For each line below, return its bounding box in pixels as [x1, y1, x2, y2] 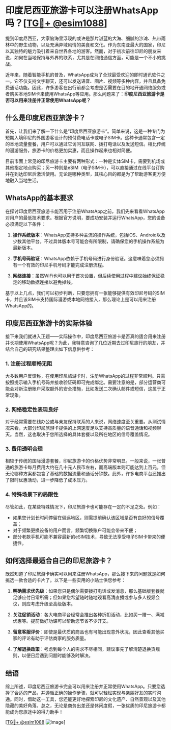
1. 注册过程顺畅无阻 [5, 360, 52, 368]
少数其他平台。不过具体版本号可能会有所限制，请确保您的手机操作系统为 [12, 238, 164, 244]
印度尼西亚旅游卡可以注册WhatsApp [5, 5, 159, 16]
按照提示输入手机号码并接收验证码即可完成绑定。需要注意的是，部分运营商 [5, 379, 161, 385]
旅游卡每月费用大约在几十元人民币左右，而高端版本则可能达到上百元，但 [14, 464, 166, 470]
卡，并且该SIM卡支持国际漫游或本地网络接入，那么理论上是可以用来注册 [5, 296, 156, 302]
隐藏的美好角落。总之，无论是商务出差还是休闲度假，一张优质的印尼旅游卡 [5, 702, 161, 709]
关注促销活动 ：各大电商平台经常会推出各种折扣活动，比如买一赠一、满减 [12, 612, 164, 618]
